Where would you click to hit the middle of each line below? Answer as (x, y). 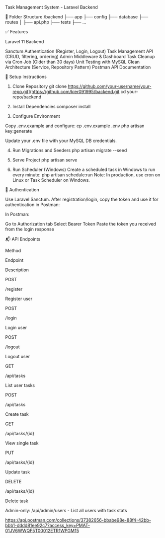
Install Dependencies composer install (51, 107)
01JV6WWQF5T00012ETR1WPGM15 (42, 531)
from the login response (30, 229)
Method (13, 251)
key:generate (19, 131)
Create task (17, 414)
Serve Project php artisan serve (45, 160)
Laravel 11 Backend (25, 41)
